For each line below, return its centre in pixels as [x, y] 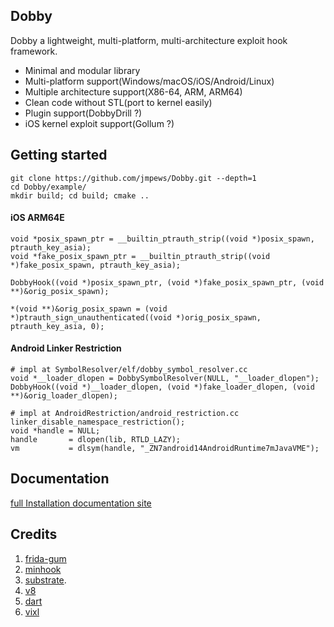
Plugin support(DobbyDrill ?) [83, 113]
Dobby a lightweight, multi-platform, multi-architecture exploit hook [149, 40]
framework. [34, 51]
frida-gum [45, 558]
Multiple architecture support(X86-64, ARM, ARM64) [133, 91]
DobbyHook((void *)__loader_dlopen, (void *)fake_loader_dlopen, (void [162, 387]
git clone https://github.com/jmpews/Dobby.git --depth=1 [133, 178]
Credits [34, 534]
